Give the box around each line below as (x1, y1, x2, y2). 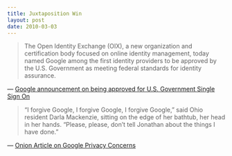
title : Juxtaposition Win (7, 10, 82, 17)
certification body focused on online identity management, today (24, 49, 210, 58)
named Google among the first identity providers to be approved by (24, 57, 217, 65)
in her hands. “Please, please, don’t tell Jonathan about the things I (24, 121, 216, 129)
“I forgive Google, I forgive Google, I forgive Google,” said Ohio (24, 105, 204, 114)
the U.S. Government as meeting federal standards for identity (24, 64, 202, 73)
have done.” (24, 128, 59, 136)
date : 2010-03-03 (7, 23, 57, 30)
